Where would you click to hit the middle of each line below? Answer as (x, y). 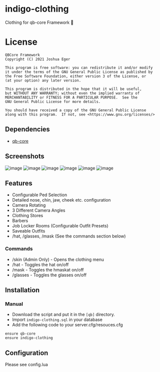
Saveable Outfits (28, 231)
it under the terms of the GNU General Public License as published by (79, 72)
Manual (14, 304)
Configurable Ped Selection (40, 195)
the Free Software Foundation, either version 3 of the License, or (76, 76)
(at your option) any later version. (43, 80)
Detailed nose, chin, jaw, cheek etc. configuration (61, 200)
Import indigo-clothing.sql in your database (57, 320)
